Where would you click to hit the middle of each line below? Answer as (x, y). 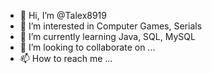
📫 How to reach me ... (66, 58)
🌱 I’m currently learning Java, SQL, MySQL (107, 36)
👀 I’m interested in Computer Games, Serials (111, 26)
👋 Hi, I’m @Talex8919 (63, 15)
